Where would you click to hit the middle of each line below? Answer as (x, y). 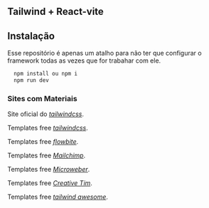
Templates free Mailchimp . (47, 155)
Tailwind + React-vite (56, 12)
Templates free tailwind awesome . (58, 197)
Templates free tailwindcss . (48, 128)
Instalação (31, 36)
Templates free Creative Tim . (50, 183)
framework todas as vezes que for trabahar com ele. (84, 61)
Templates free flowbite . (43, 142)
